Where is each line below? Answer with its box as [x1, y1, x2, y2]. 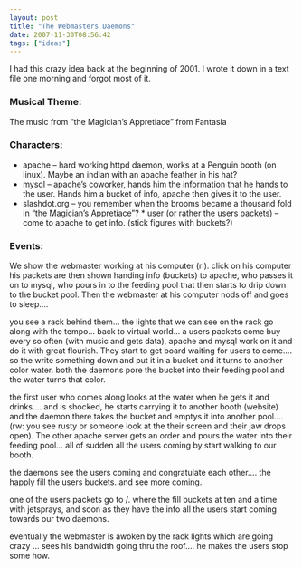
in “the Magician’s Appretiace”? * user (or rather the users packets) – [22, 207, 279, 218]
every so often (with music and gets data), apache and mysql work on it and [9, 336, 293, 347]
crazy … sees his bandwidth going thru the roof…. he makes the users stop [9, 541, 288, 552]
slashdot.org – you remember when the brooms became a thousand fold [22, 197, 292, 208]
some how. [9, 550, 51, 562]
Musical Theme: [9, 96, 82, 109]
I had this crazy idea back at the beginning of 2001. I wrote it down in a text [9, 63, 289, 74]
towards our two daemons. [9, 514, 109, 525]
